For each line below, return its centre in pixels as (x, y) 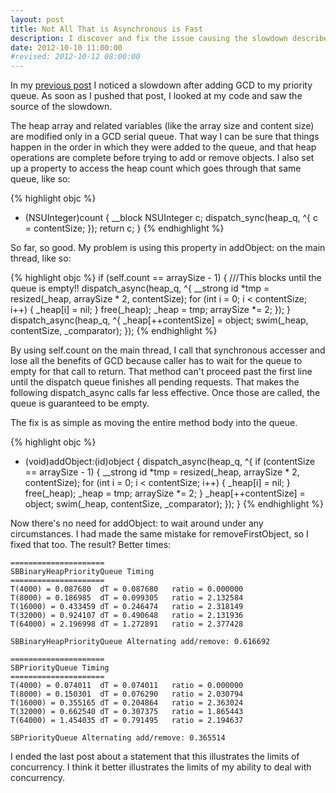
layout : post (37, 19)
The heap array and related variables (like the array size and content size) (162, 126)
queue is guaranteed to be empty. (80, 403)
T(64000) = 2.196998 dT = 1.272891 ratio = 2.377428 (127, 624)
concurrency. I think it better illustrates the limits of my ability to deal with (161, 767)
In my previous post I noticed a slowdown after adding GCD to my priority (161, 85)
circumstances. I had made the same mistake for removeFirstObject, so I (159, 534)
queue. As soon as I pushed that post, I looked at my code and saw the (156, 96)
